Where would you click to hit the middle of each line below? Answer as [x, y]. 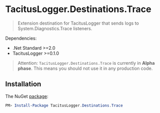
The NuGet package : [27, 96]
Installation [23, 84]
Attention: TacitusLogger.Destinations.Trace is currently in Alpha [86, 63]
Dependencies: [21, 38]
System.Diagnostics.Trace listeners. [55, 28]
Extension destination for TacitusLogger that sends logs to [78, 23]
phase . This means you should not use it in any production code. [85, 68]
